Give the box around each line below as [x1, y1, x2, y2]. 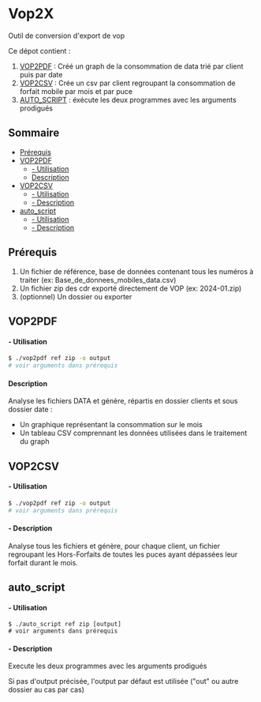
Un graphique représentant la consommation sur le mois [19, 420, 203, 430]
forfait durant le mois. [8, 557, 79, 567]
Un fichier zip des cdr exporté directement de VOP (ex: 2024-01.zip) [19, 283, 242, 293]
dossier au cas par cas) [8, 685, 85, 695]
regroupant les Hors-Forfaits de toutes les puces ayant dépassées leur [8, 550, 238, 559]
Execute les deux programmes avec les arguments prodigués [8, 661, 207, 671]
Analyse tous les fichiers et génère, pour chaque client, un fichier [8, 541, 221, 550]
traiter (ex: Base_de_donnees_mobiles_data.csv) [19, 275, 177, 284]
